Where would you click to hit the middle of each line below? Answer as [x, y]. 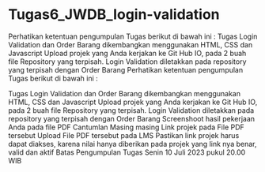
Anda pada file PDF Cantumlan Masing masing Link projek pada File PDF [127, 127]
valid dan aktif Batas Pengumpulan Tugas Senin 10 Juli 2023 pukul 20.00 [127, 152]
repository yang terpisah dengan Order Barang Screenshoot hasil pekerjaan [132, 118]
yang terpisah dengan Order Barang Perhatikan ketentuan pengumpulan [126, 69]
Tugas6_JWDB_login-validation [114, 15]
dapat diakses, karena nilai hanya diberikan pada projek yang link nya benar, [132, 144]
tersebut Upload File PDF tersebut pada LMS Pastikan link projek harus [124, 135]
